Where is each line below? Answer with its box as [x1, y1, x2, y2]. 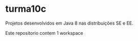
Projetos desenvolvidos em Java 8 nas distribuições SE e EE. [5, 20, 134, 26]
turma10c [5, 3, 47, 15]
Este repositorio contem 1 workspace [5, 30, 83, 36]
